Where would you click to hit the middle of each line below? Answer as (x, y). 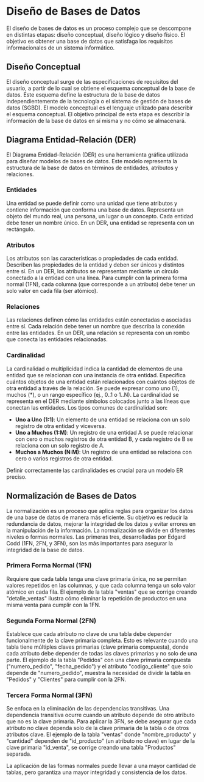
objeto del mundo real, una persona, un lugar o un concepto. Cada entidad (100, 216)
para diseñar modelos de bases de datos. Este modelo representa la (92, 161)
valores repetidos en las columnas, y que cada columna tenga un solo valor (101, 585)
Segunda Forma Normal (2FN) (51, 621)
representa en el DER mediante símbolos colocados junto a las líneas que (98, 401)
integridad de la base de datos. (45, 550)
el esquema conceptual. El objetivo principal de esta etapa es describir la (98, 114)
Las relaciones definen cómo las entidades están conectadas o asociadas (99, 320)
